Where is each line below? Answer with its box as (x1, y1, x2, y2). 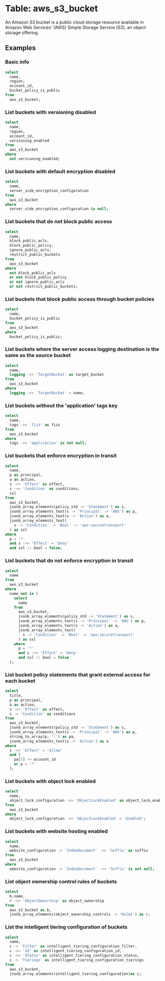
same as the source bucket (5, 352, 71, 359)
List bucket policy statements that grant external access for (5, 671, 151, 678)
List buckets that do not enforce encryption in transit (5, 557, 134, 564)
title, (9, 693, 23, 698)
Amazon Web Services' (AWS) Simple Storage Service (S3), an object (5, 24, 146, 30)
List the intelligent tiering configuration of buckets (5, 924, 128, 930)
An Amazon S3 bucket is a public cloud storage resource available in (5, 19, 144, 25)
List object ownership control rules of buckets (5, 878, 117, 885)
